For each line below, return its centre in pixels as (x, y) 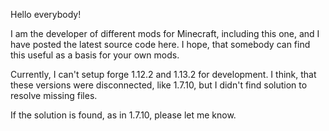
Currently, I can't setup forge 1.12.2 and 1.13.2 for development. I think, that (163, 74)
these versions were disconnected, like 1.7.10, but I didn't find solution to (159, 85)
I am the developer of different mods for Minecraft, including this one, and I (165, 33)
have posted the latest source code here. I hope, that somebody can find (160, 44)
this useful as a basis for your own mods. (95, 55)
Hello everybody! (46, 14)
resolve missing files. (54, 95)
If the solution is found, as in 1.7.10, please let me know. (123, 115)
